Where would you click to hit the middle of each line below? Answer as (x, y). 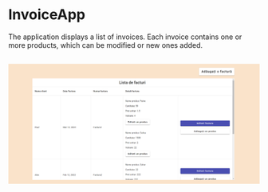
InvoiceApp (47, 15)
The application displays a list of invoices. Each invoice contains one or (125, 37)
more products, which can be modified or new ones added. (106, 45)
